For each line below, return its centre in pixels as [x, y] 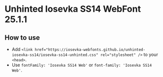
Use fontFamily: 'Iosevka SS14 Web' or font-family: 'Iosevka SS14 [82, 65]
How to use [22, 38]
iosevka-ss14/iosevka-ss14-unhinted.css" [55, 55]
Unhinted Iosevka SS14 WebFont [73, 9]
